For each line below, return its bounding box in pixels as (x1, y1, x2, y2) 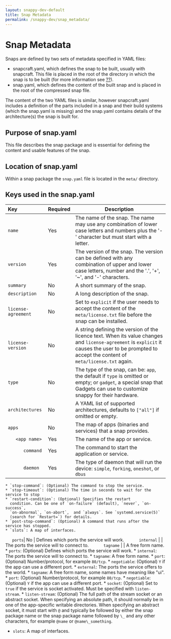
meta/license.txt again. (75, 358, 133, 365)
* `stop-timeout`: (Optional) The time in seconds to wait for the (5, 487, 152, 493)
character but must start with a (78, 233, 152, 240)
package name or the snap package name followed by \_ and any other (5, 612, 155, 619)
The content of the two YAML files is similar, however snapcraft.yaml (5, 97, 149, 104)
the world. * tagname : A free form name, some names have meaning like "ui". (5, 569, 165, 575)
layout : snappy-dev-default (5, 7, 65, 13)
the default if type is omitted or (75, 372, 149, 379)
